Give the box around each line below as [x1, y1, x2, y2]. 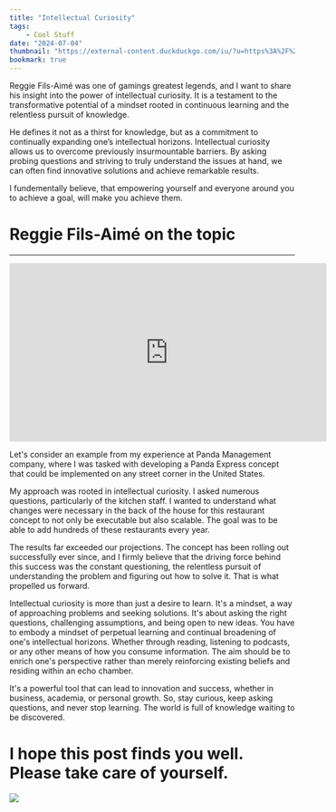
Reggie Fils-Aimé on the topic [9, 224, 236, 245]
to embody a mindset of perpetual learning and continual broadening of [9, 626, 276, 637]
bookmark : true [9, 55, 67, 64]
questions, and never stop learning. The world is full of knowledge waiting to [9, 701, 295, 712]
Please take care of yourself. [9, 763, 229, 784]
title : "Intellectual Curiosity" [9, 13, 136, 23]
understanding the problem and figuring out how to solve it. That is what [9, 570, 279, 581]
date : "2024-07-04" [9, 38, 83, 48]
